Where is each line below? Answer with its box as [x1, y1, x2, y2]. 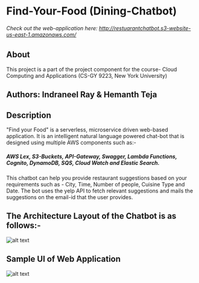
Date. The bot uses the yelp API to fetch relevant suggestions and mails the [6, 187, 194, 194]
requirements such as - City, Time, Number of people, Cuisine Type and [6, 180, 185, 188]
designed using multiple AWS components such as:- [6, 139, 137, 146]
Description [6, 110, 51, 120]
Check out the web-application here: [6, 24, 98, 31]
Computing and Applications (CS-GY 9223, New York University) [6, 72, 168, 79]
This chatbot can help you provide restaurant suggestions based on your [6, 174, 188, 182]
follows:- [6, 220, 41, 231]
